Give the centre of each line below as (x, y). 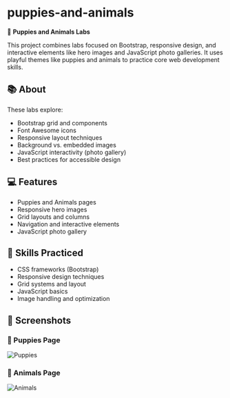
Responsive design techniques (61, 277)
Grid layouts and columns (53, 217)
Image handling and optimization (63, 299)
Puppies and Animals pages (56, 202)
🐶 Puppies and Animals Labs (49, 32)
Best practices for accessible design (69, 159)
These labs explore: (35, 109)
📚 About (27, 90)
